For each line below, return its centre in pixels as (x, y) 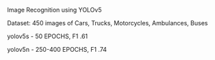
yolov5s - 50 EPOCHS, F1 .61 (48, 36)
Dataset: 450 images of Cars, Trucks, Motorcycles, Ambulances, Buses (107, 23)
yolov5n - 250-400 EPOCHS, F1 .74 (57, 49)
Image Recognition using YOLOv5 (54, 10)
